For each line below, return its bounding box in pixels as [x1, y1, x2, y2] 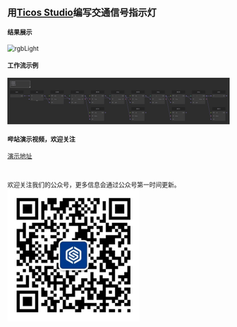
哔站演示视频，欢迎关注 [7, 134, 75, 143]
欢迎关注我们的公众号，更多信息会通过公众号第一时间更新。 [7, 180, 181, 189]
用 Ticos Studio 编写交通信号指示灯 [7, 6, 157, 19]
